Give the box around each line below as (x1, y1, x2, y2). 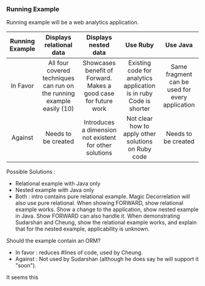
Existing (128, 59, 151, 67)
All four (48, 59, 69, 67)
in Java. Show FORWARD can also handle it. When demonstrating (15, 212, 180, 220)
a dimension (81, 126, 117, 134)
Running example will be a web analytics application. (6, 19, 139, 26)
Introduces (83, 118, 115, 127)
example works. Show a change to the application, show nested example (15, 206, 199, 213)
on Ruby (128, 145, 152, 154)
